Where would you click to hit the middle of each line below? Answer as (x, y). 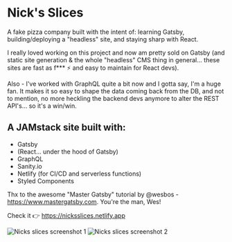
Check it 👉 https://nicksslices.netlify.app (66, 215)
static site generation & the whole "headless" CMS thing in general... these (114, 59)
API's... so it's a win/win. (42, 106)
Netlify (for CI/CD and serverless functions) (79, 174)
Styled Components (46, 180)
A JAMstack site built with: (66, 128)
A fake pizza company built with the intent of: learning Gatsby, (96, 32)
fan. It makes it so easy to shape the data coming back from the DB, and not (116, 91)
